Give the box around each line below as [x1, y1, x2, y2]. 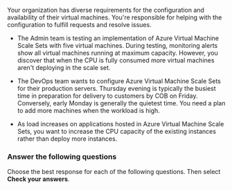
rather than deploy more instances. [17, 135, 118, 143]
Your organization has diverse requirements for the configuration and [7, 6, 204, 14]
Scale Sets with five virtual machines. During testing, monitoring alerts [17, 42, 218, 49]
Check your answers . [7, 175, 70, 183]
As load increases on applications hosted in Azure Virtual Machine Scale [17, 120, 224, 128]
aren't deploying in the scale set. [17, 64, 111, 71]
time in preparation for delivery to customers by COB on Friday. [17, 92, 198, 100]
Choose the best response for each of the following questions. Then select [7, 168, 221, 176]
